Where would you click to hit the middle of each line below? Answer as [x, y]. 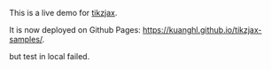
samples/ [26, 39]
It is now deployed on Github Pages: [75, 30]
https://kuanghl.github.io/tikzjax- [202, 30]
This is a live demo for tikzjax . [63, 13]
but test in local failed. [50, 56]
